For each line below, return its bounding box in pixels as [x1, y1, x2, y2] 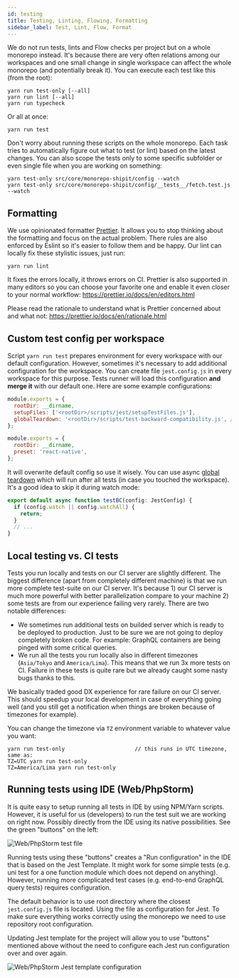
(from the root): [7, 74, 53, 82]
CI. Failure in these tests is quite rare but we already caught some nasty [17, 665, 228, 675]
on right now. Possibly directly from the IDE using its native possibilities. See [7, 817, 231, 826]
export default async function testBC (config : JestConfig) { [7, 497, 193, 504]
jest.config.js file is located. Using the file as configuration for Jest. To [7, 904, 220, 913]
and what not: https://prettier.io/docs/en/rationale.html [7, 312, 167, 321]
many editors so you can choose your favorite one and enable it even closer [7, 283, 230, 291]
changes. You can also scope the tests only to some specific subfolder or [7, 154, 223, 163]
